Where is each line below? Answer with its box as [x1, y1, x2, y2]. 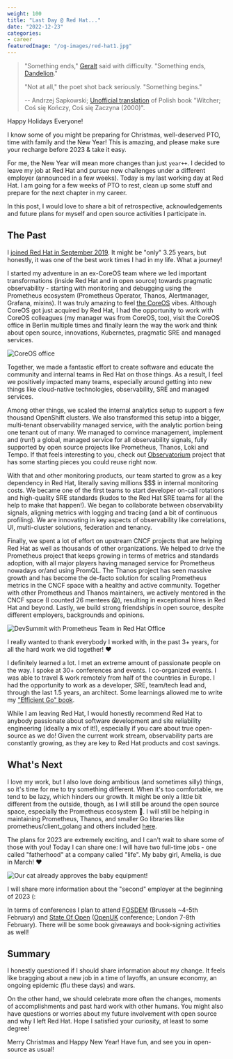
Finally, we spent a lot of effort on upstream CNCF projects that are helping [7, 536, 223, 544]
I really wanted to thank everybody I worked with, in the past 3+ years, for [7, 637, 219, 646]
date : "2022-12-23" [7, 23, 64, 30]
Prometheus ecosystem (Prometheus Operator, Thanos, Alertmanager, [7, 291, 209, 300]
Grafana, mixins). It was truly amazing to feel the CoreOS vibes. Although [7, 298, 217, 307]
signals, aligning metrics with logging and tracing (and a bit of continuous [7, 508, 218, 517]
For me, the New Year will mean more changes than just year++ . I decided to [7, 159, 225, 167]
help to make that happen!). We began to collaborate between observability [7, 501, 224, 509]
